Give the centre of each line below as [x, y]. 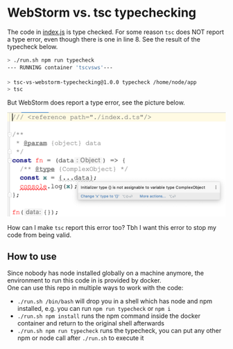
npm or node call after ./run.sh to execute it [80, 338]
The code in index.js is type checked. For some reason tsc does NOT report [115, 32]
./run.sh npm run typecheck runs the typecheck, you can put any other [119, 331]
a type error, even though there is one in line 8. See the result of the [104, 39]
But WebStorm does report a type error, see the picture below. [96, 102]
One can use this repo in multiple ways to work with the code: [95, 288]
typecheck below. [33, 46]
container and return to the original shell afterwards [91, 323]
